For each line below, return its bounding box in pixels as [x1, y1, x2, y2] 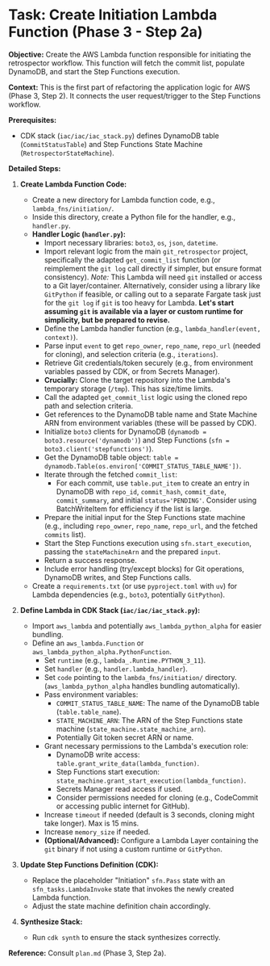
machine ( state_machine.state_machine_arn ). [56, 724, 206, 733]
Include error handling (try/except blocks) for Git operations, [44, 564, 244, 573]
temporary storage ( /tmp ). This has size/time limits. [44, 384, 214, 393]
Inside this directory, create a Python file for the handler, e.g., [31, 212, 236, 221]
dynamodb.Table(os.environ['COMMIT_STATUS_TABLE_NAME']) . [44, 460, 242, 470]
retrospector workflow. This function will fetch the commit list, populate [8, 58, 245, 68]
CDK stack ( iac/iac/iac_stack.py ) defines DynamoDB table [19, 131, 220, 141]
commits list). [44, 529, 86, 539]
